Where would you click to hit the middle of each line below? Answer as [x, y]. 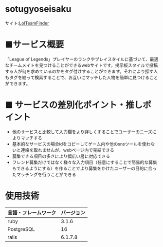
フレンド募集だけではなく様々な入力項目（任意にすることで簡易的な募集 [84, 162]
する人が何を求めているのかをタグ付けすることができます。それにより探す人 [81, 71]
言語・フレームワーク [32, 212]
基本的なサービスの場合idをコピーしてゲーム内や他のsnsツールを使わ [81, 144]
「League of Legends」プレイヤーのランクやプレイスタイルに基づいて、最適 [82, 59]
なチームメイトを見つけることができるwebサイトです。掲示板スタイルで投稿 [81, 65]
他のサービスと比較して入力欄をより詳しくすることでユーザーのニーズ [82, 132]
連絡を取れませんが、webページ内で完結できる [67, 150]
